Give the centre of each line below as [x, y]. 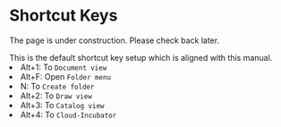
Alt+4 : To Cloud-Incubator [69, 114]
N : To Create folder [58, 86]
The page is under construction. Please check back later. [115, 40]
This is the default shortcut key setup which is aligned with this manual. [141, 57]
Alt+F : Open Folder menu [66, 76]
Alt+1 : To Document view [64, 67]
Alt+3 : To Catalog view [63, 105]
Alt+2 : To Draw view [56, 96]
